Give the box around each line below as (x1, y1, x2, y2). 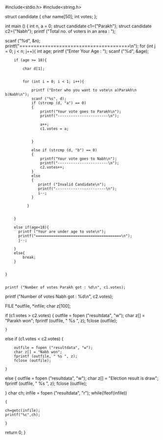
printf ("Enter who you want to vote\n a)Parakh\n (31, 88, 137, 93)
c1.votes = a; (40, 126, 69, 131)
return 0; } (5, 430, 26, 435)
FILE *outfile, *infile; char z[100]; (5, 303, 71, 309)
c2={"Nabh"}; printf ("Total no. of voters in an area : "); (5, 28, 116, 34)
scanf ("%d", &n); (5, 38, 41, 44)
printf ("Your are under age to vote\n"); (18, 229, 106, 234)
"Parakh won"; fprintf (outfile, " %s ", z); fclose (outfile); (5, 318, 117, 323)
